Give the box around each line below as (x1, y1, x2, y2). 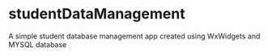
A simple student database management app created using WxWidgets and (8, 31, 261, 41)
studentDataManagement (8, 5, 185, 23)
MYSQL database (8, 39, 67, 49)
